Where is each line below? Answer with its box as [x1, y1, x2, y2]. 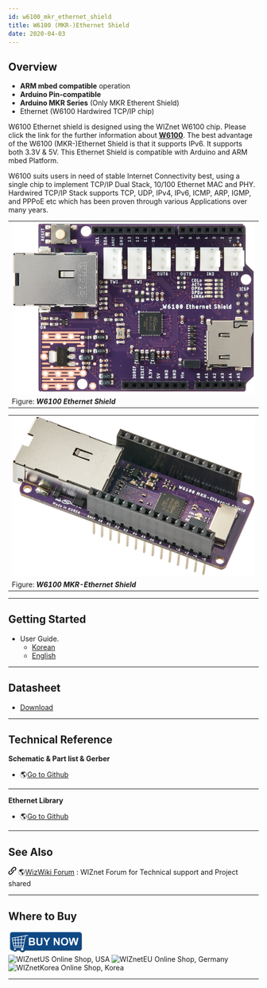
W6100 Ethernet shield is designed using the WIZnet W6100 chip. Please [8, 122, 246, 131]
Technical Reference [8, 732, 113, 746]
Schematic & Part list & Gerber [8, 754, 110, 763]
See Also [8, 845, 53, 859]
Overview [8, 60, 58, 73]
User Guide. [19, 634, 60, 643]
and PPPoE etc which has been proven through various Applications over [8, 197, 248, 206]
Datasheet [8, 681, 61, 695]
